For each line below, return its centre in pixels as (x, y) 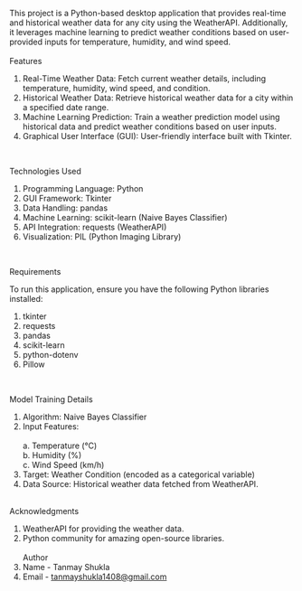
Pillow (33, 364)
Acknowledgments (44, 511)
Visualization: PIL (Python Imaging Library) (102, 237)
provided (26, 42)
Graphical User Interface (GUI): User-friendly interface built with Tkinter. (157, 136)
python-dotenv (50, 355)
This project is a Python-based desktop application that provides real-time (148, 13)
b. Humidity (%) (52, 455)
